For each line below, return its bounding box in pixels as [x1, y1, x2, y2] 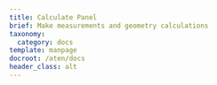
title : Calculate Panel [9, 12, 98, 22]
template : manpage [9, 46, 77, 55]
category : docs [17, 37, 74, 47]
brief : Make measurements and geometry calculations [9, 21, 209, 30]
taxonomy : [9, 29, 46, 38]
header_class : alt [9, 63, 77, 72]
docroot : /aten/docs [9, 54, 86, 63]
